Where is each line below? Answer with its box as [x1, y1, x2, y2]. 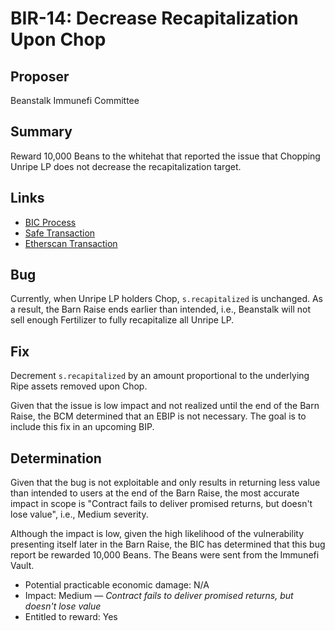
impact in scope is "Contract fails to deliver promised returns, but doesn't [10, 498, 313, 510]
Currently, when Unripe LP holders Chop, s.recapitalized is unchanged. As [10, 293, 323, 305]
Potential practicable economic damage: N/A [24, 579, 210, 591]
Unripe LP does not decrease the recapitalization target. [10, 160, 242, 172]
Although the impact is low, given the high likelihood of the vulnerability [10, 528, 305, 540]
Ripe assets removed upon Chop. [10, 380, 148, 392]
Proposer [10, 68, 70, 85]
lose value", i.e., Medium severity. [10, 508, 149, 521]
